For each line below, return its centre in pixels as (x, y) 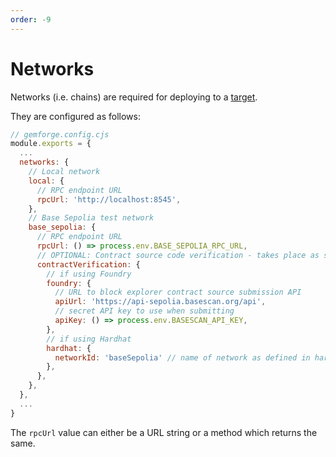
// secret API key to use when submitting (144, 311)
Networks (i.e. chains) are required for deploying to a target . (134, 97)
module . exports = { (51, 144)
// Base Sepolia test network (91, 218)
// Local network (64, 172)
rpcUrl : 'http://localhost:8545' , (109, 199)
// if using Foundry (89, 274)
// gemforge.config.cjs (60, 134)
